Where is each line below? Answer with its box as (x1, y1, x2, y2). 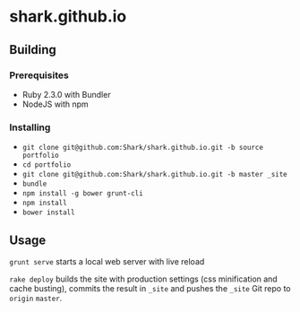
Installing (9, 121, 51, 134)
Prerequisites (9, 69, 69, 82)
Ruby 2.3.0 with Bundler (21, 89, 111, 100)
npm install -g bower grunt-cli (21, 189, 143, 198)
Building (9, 42, 56, 57)
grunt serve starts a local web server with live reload (9, 256, 205, 266)
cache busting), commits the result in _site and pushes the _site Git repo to (9, 282, 291, 293)
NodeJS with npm (21, 99, 90, 109)
